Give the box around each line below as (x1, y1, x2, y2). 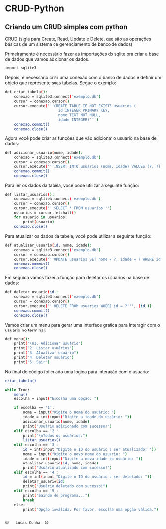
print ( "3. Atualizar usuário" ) (14, 350, 79, 355)
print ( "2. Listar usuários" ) (14, 346, 74, 351)
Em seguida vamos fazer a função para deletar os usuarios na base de (5, 275, 150, 281)
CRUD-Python (5, 3, 64, 14)
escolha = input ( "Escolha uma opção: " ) (14, 397, 99, 401)
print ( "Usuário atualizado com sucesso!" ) (23, 465, 112, 470)
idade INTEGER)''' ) (58, 117, 99, 122)
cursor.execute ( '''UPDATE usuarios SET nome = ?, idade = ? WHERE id (14, 257, 161, 262)
